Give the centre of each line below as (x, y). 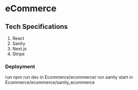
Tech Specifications (36, 27)
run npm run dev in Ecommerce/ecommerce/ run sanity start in (69, 77)
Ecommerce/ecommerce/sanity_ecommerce (50, 82)
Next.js (19, 49)
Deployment (20, 67)
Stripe (18, 54)
